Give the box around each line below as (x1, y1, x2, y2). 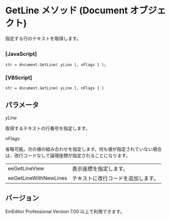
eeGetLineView (8, 165, 45, 172)
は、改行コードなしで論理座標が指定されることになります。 (5, 152, 131, 159)
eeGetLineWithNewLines (8, 174, 68, 182)
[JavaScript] (5, 51, 37, 58)
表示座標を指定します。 (72, 165, 129, 172)
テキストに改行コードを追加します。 (72, 174, 159, 182)
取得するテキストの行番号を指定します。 (5, 125, 91, 131)
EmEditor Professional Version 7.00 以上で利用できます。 (5, 208, 125, 214)
